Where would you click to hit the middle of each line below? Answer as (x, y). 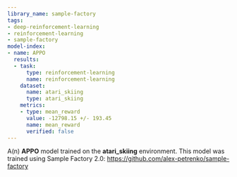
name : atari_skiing (54, 92)
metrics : (33, 105)
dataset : (33, 86)
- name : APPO (26, 53)
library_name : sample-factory (52, 14)
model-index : (26, 46)
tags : (15, 20)
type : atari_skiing (54, 99)
